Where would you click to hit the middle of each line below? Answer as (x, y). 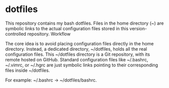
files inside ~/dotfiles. (28, 70)
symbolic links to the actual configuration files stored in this (67, 28)
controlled (16, 34)
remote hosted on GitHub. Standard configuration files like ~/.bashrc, (77, 59)
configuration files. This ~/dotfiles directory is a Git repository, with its (77, 54)
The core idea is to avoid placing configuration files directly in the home (79, 43)
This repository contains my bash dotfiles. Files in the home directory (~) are (84, 23)
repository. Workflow (49, 34)
